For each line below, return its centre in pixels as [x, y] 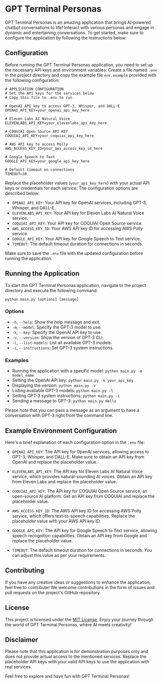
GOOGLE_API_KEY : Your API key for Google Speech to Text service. [76, 239]
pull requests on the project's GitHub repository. [53, 592]
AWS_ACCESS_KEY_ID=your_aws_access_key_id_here [54, 148]
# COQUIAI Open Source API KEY [37, 131]
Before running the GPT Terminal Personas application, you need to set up [79, 64]
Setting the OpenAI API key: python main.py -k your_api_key [73, 380]
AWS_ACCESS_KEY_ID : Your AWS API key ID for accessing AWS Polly [77, 228]
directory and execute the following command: [52, 290]
